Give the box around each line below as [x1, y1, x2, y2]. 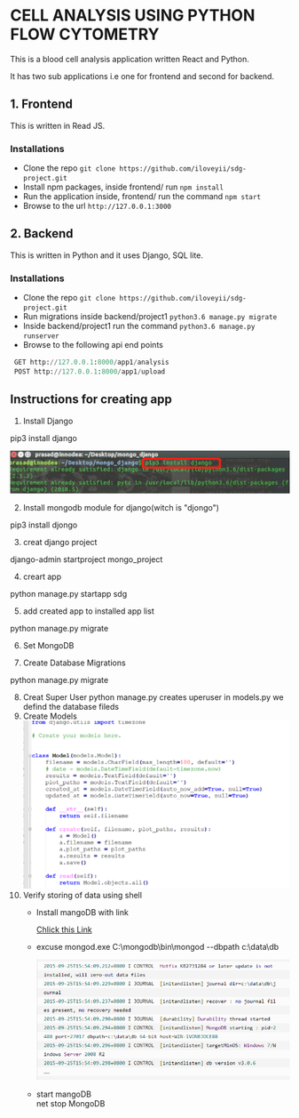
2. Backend [10, 226, 74, 241]
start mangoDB [35, 1089, 92, 1099]
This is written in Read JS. [10, 120, 106, 131]
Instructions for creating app [10, 392, 172, 407]
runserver [22, 332, 60, 341]
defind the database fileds [22, 701, 119, 712]
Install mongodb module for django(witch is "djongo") [22, 502, 220, 512]
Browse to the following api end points [22, 340, 163, 350]
